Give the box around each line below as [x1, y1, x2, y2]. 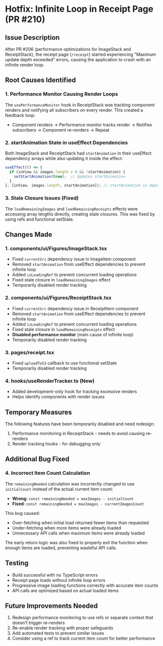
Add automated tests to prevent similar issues [12, 630, 104, 636]
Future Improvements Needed [5, 601, 98, 610]
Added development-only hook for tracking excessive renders [12, 389, 137, 394]
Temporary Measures [5, 408, 72, 416]
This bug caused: [5, 510, 40, 516]
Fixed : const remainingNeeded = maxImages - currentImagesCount [12, 501, 144, 507]
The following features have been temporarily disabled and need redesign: [5, 421, 155, 427]
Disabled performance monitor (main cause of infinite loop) [12, 331, 134, 337]
